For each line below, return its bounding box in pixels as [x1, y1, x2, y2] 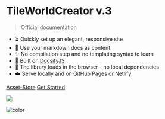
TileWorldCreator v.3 [6, 4, 112, 18]
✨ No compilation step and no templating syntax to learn [14, 50, 154, 57]
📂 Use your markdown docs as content [14, 44, 111, 51]
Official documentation [20, 24, 77, 31]
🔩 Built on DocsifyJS [14, 57, 65, 64]
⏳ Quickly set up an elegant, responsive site [14, 36, 123, 43]
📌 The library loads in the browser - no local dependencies [14, 63, 160, 70]
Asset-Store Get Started [6, 83, 66, 91]
